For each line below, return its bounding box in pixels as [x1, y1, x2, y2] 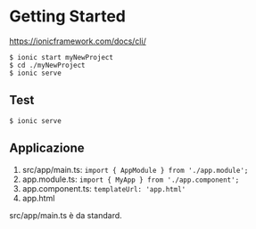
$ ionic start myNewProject [9, 53, 114, 61]
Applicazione [9, 141, 85, 156]
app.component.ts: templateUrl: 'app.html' [21, 183, 186, 193]
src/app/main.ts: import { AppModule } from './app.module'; [21, 164, 249, 175]
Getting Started [9, 6, 127, 27]
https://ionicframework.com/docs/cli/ [9, 36, 147, 46]
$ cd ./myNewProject [9, 61, 87, 70]
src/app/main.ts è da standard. [9, 209, 122, 220]
